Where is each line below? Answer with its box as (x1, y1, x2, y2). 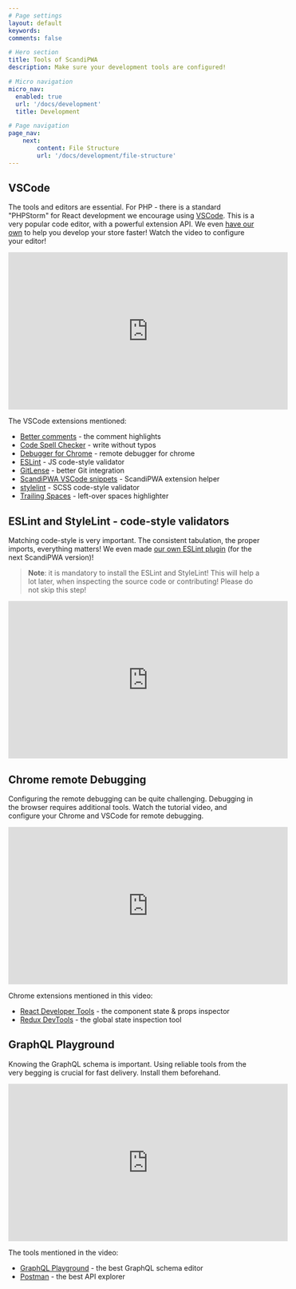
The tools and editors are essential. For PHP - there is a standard (8, 202, 221, 212)
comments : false (8, 34, 62, 42)
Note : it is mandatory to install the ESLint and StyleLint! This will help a (27, 569, 260, 578)
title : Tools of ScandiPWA (8, 56, 98, 64)
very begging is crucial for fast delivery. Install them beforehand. (8, 1068, 221, 1077)
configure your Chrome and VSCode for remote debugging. (8, 811, 204, 820)
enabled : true (15, 93, 62, 101)
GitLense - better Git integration (19, 465, 125, 476)
